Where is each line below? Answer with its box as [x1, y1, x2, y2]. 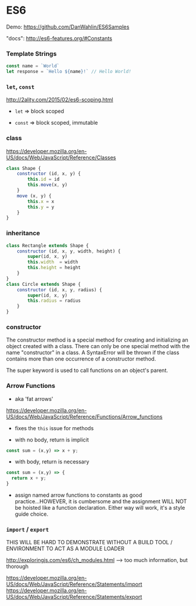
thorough [6, 563, 29, 570]
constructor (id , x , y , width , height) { [17, 248, 121, 254]
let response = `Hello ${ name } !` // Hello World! [6, 69, 132, 75]
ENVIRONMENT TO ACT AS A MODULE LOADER [6, 545, 125, 553]
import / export [6, 525, 49, 534]
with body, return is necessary [14, 458, 90, 465]
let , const [6, 83, 34, 91]
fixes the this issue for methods [14, 424, 94, 431]
